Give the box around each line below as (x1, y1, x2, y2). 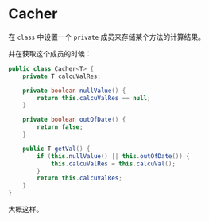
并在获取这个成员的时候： (8, 48, 92, 58)
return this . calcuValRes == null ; (37, 94, 151, 102)
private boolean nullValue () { (22, 87, 126, 95)
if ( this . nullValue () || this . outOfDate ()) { (37, 152, 191, 160)
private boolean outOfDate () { (22, 116, 126, 124)
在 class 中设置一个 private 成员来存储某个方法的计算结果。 (8, 32, 205, 41)
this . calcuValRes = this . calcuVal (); (50, 160, 176, 168)
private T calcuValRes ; (22, 72, 102, 80)
